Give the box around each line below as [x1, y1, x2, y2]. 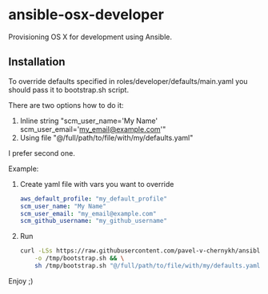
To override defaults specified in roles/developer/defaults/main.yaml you [8, 76, 248, 85]
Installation [8, 55, 66, 69]
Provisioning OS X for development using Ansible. [8, 32, 172, 42]
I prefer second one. [8, 148, 76, 157]
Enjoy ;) [8, 276, 34, 285]
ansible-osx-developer [8, 6, 164, 24]
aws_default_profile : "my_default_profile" [19, 194, 168, 203]
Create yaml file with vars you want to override [19, 179, 174, 189]
